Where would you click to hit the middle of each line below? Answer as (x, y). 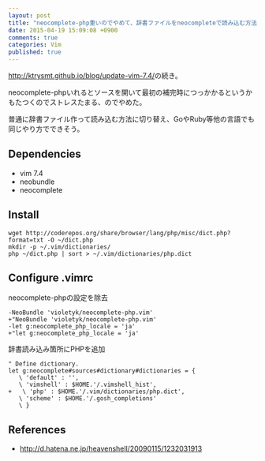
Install (24, 215)
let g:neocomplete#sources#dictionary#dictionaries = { (102, 371)
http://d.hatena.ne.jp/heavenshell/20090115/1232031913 (111, 449)
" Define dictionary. (44, 364)
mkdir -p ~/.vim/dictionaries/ (60, 247)
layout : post (30, 15)
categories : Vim (35, 45)
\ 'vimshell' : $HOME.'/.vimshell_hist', (88, 385)
